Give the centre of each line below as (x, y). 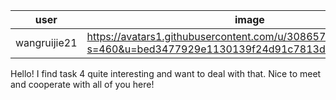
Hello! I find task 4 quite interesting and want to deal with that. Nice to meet (166, 73)
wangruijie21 (46, 42)
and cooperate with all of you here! (82, 84)
